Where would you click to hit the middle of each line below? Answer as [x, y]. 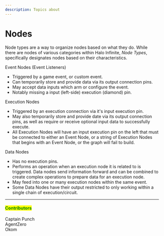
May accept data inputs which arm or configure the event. [71, 87]
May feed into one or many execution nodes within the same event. [80, 182]
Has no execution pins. [35, 161]
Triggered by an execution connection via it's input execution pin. [78, 111]
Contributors [19, 208]
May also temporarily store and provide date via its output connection [82, 116]
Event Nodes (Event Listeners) [36, 67]
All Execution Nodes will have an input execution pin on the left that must [85, 132]
